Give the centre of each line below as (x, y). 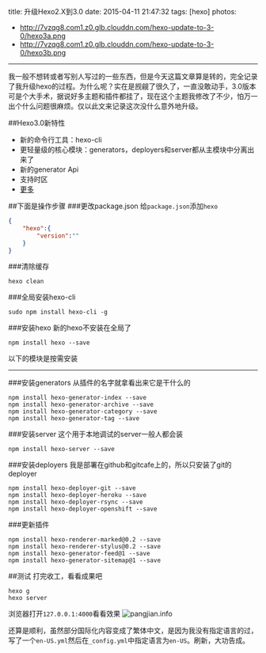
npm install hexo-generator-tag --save (74, 419)
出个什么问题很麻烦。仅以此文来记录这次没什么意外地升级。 (105, 106)
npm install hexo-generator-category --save (83, 412)
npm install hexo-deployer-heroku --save (78, 495)
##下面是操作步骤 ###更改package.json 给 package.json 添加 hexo (113, 206)
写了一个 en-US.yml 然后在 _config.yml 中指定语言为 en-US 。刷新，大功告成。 (129, 640)
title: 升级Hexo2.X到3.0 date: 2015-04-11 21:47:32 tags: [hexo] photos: (123, 11)
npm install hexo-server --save (61, 450)
